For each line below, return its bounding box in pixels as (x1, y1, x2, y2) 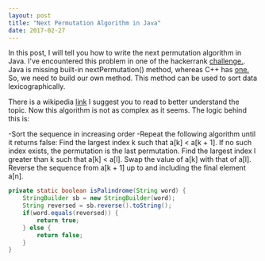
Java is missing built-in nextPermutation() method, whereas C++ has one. (8, 65, 250, 75)
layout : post (8, 11, 52, 20)
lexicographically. (8, 82, 66, 91)
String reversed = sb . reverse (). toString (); (22, 202, 172, 210)
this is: (8, 114, 30, 124)
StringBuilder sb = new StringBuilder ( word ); (22, 194, 176, 202)
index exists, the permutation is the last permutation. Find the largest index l (8, 146, 256, 155)
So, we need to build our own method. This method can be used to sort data (8, 73, 258, 83)
